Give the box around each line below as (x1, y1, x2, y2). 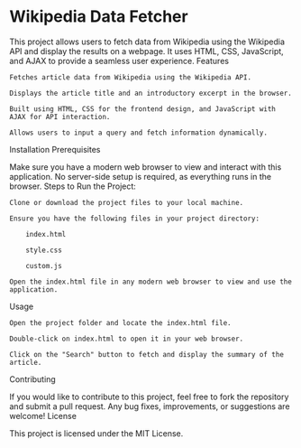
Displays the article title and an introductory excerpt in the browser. (9, 89, 293, 98)
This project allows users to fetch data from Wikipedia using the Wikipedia (9, 36, 286, 47)
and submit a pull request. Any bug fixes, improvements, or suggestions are (9, 400, 290, 412)
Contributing (9, 373, 56, 385)
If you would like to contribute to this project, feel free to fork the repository (9, 391, 289, 402)
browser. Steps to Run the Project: (9, 181, 137, 191)
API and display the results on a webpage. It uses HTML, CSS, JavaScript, (9, 45, 284, 56)
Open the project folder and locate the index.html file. (9, 318, 232, 327)
